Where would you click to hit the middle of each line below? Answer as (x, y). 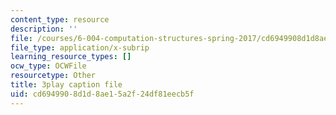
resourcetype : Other (53, 76)
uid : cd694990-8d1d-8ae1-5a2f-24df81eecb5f (102, 94)
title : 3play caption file (66, 85)
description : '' (44, 29)
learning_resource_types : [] (71, 57)
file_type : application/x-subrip (80, 47)
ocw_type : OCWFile (48, 66)
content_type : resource (60, 19)
